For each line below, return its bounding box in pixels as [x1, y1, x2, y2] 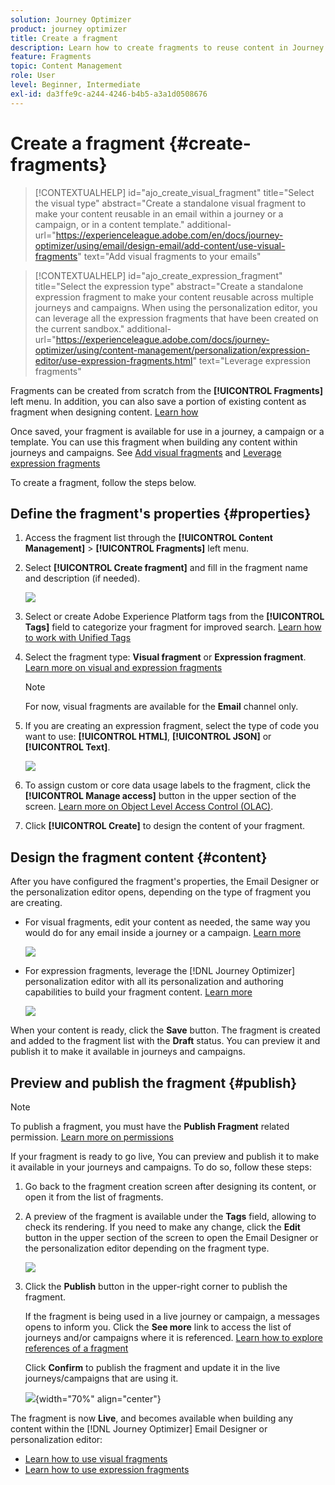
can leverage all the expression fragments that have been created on [34, 312, 319, 324]
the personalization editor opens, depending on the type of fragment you [10, 886, 312, 898]
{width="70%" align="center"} [34, 1393, 162, 1405]
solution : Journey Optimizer [10, 14, 132, 25]
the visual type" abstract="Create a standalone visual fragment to [34, 197, 307, 209]
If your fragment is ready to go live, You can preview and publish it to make [10, 1151, 320, 1162]
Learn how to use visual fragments [24, 1453, 168, 1465]
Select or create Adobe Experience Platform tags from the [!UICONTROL [24, 611, 325, 623]
